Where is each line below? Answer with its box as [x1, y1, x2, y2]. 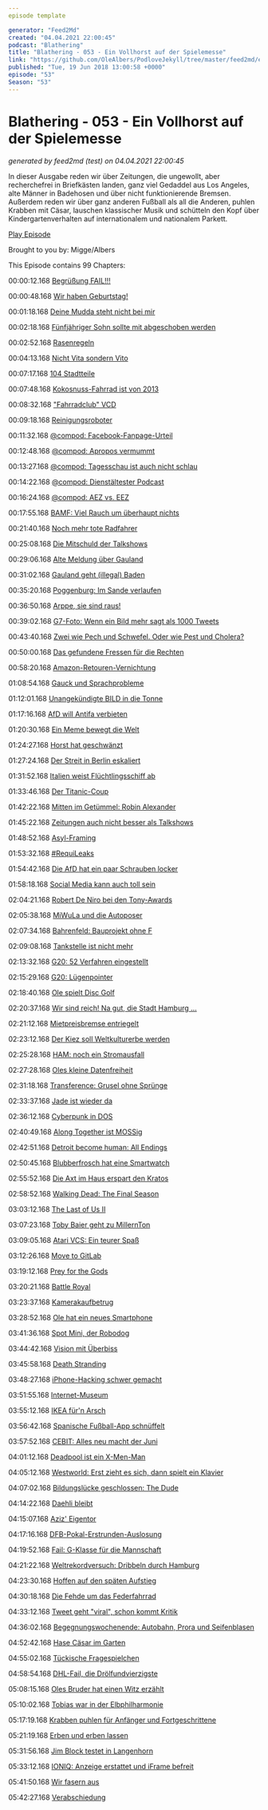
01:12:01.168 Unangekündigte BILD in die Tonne [8, 693, 164, 703]
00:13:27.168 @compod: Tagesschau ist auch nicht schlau [8, 461, 198, 471]
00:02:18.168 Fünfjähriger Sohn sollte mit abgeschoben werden [8, 322, 216, 331]
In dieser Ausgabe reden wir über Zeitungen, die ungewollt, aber [8, 171, 221, 181]
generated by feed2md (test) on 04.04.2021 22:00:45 [8, 156, 185, 165]
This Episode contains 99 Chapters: [8, 260, 126, 270]
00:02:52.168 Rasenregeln [8, 337, 94, 347]
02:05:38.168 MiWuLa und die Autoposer [8, 910, 143, 919]
